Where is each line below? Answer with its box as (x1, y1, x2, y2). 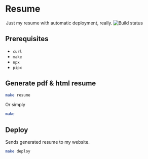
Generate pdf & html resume (5, 79, 96, 88)
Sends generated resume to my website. (5, 139, 90, 145)
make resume (5, 92, 30, 98)
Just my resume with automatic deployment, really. (6, 20, 113, 26)
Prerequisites (5, 35, 49, 43)
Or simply (5, 102, 25, 108)
